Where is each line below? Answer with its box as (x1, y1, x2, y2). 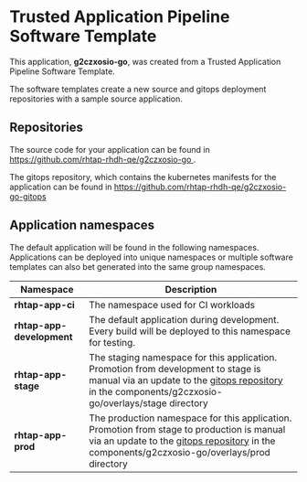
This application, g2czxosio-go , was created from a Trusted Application (9, 56, 281, 67)
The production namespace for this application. (88, 412, 292, 424)
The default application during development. (88, 313, 280, 326)
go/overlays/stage (88, 396, 167, 409)
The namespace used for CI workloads (88, 298, 256, 311)
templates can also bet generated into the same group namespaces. (9, 261, 267, 272)
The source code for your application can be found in (9, 144, 210, 155)
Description (164, 283, 217, 295)
